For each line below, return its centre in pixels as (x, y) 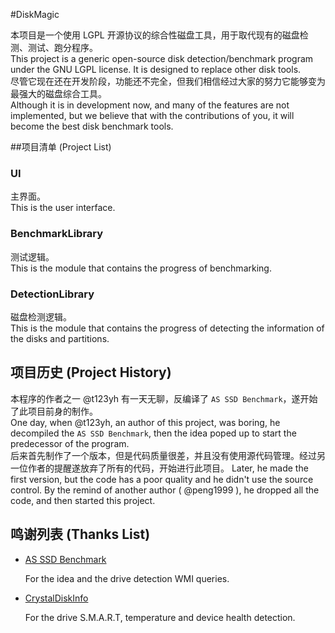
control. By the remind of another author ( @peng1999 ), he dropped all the (165, 490)
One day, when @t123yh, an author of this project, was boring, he (145, 422)
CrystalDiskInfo (56, 598)
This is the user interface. (63, 208)
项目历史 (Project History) (91, 372)
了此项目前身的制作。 (54, 411)
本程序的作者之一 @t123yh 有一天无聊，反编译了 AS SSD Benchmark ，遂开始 (164, 398)
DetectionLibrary (52, 294)
